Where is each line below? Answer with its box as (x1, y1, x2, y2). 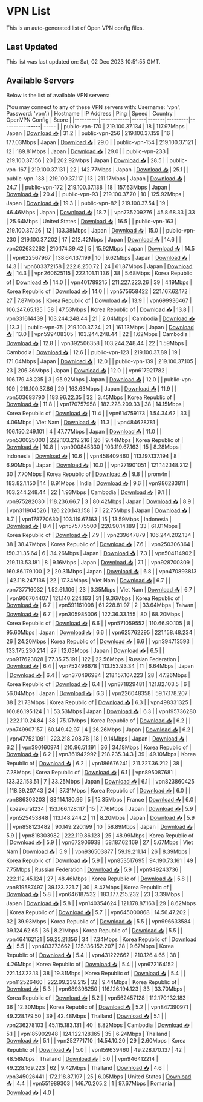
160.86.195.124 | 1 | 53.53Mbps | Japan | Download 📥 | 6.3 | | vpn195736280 (6, 707, 196, 715)
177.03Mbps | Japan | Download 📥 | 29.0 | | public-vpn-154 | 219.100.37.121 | (6, 138, 197, 146)
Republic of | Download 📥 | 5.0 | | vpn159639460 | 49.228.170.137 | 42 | (6, 1046, 185, 1053)
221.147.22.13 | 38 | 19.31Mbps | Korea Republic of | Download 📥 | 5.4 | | (6, 969, 185, 977)
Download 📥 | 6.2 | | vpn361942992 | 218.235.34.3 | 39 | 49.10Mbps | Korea (6, 750, 196, 757)
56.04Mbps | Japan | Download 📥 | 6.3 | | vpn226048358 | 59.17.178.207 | (6, 689, 192, 697)
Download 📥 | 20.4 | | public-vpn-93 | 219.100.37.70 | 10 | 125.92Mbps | (6, 190, 185, 197)
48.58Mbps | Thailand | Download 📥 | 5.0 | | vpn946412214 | (6, 1055, 158, 1062)
